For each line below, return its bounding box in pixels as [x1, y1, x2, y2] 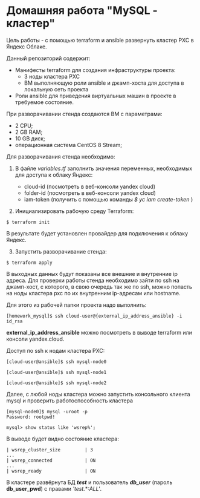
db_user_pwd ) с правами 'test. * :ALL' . [6, 485, 102, 492]
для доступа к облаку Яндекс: [15, 171, 93, 179]
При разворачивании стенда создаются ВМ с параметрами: [6, 110, 163, 117]
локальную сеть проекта [24, 85, 89, 93]
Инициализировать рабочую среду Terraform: [15, 207, 134, 215]
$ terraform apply [6, 260, 53, 266]
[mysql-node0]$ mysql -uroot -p [6, 408, 88, 414]
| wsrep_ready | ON [6, 468, 96, 474]
